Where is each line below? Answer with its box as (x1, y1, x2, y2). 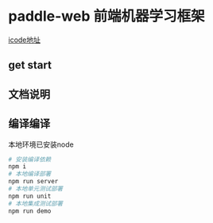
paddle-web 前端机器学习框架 (8, 7, 205, 25)
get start (8, 59, 52, 72)
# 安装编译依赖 (8, 156, 52, 163)
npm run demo (8, 207, 52, 215)
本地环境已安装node (8, 140, 74, 149)
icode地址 (8, 35, 41, 44)
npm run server (8, 178, 59, 186)
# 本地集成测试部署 (8, 199, 64, 207)
